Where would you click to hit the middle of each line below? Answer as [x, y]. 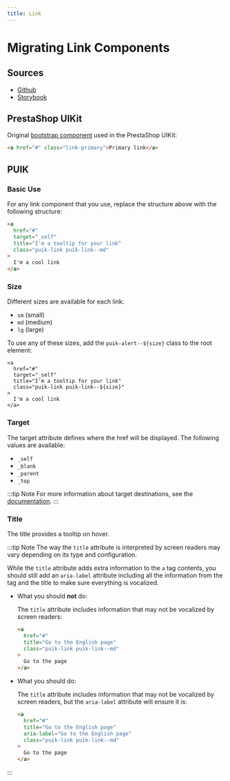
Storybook [32, 97]
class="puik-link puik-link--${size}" [69, 387]
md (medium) [35, 322]
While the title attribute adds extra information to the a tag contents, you [112, 568]
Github [27, 90]
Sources [25, 73]
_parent [28, 473]
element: [20, 350]
